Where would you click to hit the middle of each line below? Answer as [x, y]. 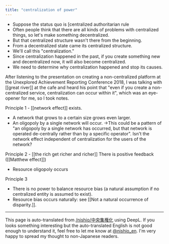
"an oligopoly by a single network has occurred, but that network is [82, 128]
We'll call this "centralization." [43, 51]
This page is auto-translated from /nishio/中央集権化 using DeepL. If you [80, 220]
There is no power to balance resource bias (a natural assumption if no [86, 189]
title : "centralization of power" [41, 10]
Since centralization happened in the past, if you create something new [86, 56]
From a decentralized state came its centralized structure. [72, 45]
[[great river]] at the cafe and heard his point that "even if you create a [78, 87]
